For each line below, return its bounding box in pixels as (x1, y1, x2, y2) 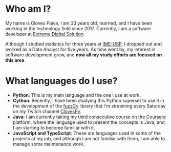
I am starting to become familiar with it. (12, 124, 95, 131)
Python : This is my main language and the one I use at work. (12, 92, 141, 98)
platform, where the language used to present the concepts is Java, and (12, 119, 165, 125)
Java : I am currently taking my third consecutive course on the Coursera (12, 114, 166, 120)
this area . (5, 57, 26, 63)
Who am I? (5, 3, 51, 15)
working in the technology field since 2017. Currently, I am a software (5, 25, 151, 31)
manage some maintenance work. (12, 141, 84, 147)
